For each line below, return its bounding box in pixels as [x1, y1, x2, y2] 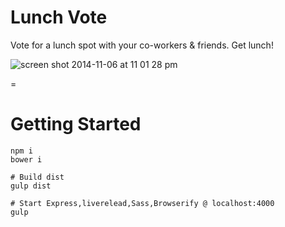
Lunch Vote [10, 6, 108, 29]
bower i [10, 154, 43, 165]
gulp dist [10, 181, 52, 191]
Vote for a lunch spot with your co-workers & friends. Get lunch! [10, 39, 274, 51]
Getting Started [10, 113, 142, 136]
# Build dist [10, 172, 65, 182]
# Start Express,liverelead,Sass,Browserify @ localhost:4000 [10, 198, 275, 208]
